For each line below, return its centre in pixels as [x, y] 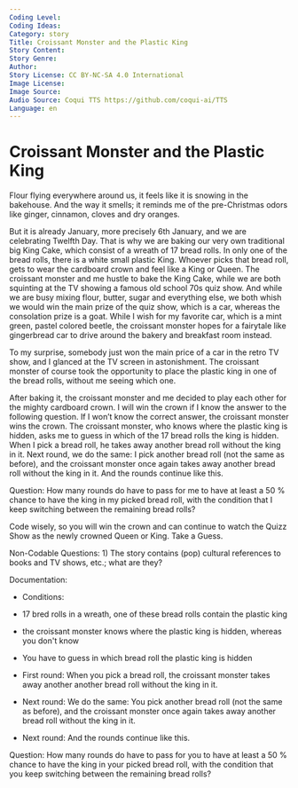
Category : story [39, 34]
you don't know [51, 641]
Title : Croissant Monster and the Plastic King [99, 42]
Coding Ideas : [35, 26]
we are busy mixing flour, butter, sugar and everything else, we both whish [145, 297]
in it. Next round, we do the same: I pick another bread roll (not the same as [147, 454]
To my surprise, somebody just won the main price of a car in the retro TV [144, 352]
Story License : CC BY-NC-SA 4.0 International [97, 75]
